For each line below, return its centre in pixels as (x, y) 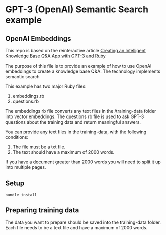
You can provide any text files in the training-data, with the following (76, 132)
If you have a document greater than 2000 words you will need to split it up (83, 162)
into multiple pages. (26, 167)
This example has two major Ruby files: (46, 86)
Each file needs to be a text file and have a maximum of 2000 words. (76, 227)
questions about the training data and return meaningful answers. (73, 122)
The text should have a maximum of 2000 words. (63, 152)
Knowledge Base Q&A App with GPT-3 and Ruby (55, 56)
